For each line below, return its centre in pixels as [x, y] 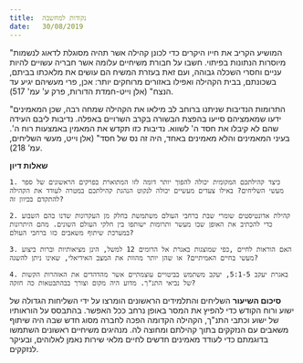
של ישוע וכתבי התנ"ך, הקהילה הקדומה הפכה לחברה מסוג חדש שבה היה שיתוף [144, 319]
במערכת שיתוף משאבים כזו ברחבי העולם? [72, 233]
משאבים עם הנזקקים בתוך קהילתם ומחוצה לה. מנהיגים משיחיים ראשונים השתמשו [149, 329]
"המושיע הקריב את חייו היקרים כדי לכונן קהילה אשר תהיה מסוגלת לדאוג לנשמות [146, 52]
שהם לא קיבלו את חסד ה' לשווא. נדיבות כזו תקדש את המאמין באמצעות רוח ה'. [144, 128]
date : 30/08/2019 [47, 26]
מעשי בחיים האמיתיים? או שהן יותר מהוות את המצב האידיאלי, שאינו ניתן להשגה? [134, 258]
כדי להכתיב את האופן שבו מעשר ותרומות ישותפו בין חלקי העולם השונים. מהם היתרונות [141, 224]
